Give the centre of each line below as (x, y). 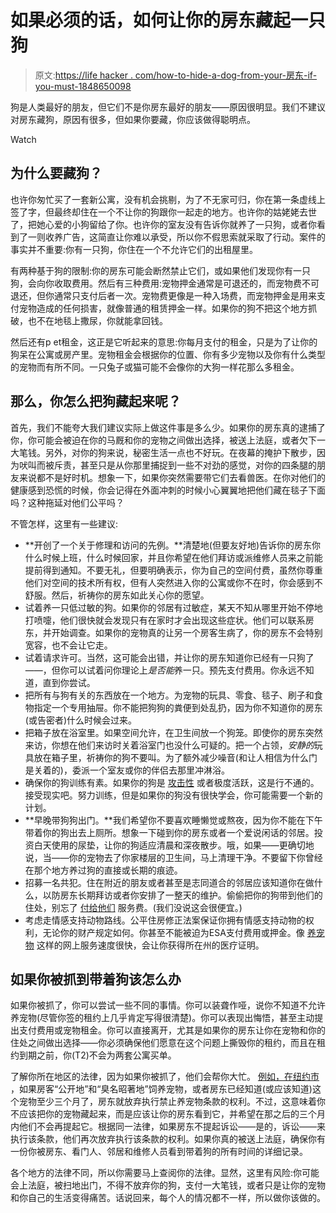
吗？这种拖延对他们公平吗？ (67, 502)
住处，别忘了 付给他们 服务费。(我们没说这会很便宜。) (133, 907)
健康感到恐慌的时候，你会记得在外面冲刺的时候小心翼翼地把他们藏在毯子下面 (168, 490)
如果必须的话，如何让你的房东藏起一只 (168, 20)
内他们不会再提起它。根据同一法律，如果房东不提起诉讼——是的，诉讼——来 (168, 1127)
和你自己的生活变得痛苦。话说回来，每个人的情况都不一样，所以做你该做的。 (168, 1198)
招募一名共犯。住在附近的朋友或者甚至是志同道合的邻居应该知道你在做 (169, 882)
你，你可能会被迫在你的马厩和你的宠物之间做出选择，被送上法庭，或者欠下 (163, 440)
